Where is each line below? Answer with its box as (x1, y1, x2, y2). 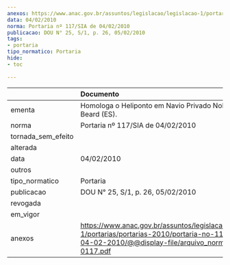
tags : (7, 36, 23, 42)
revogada (10, 198, 41, 207)
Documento (80, 89, 120, 99)
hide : (7, 55, 23, 62)
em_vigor (10, 210, 40, 219)
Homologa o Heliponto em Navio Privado (80, 101, 212, 110)
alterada (10, 142, 38, 152)
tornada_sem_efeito (10, 131, 74, 141)
